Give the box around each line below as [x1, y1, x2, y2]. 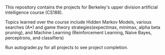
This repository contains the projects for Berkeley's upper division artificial [5, 4, 158, 10]
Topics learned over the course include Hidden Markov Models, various [5, 19, 152, 25]
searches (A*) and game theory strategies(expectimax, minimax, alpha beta [5, 24, 161, 30]
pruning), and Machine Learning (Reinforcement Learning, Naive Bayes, [5, 30, 152, 35]
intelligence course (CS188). [5, 9, 63, 15]
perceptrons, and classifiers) [5, 35, 64, 41]
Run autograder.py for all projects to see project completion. [5, 45, 128, 50]
